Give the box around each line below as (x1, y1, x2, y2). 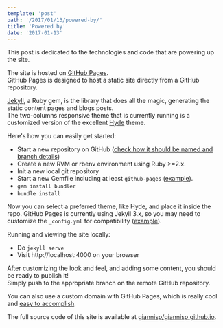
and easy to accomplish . (7, 300, 77, 308)
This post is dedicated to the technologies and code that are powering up (7, 48, 215, 56)
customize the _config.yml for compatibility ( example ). (7, 217, 163, 226)
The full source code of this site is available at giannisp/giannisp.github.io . (7, 313, 217, 321)
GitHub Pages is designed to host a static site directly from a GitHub (7, 76, 200, 85)
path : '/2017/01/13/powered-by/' (7, 17, 103, 23)
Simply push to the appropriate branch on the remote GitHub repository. (7, 279, 211, 287)
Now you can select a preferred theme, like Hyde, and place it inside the (7, 202, 211, 210)
